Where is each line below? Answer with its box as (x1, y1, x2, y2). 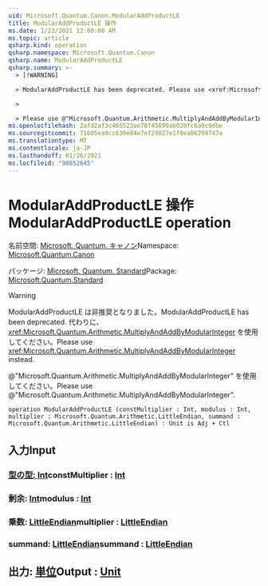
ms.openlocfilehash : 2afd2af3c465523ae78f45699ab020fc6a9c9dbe (8, 122, 223, 130)
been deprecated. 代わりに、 (8, 317, 104, 327)
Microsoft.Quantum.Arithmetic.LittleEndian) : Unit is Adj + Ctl (8, 420, 230, 428)
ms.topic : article (8, 34, 69, 42)
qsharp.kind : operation (8, 42, 88, 50)
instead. (8, 355, 35, 365)
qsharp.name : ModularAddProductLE (8, 57, 124, 65)
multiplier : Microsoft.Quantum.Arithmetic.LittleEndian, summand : (8, 413, 241, 421)
